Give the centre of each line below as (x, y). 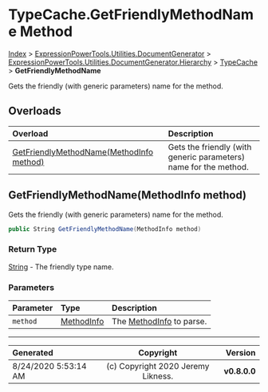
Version (240, 353)
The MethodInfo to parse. (159, 322)
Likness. (158, 376)
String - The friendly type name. (61, 267)
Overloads (35, 111)
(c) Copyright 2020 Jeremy (158, 367)
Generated (33, 353)
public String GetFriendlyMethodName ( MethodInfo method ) (105, 229)
